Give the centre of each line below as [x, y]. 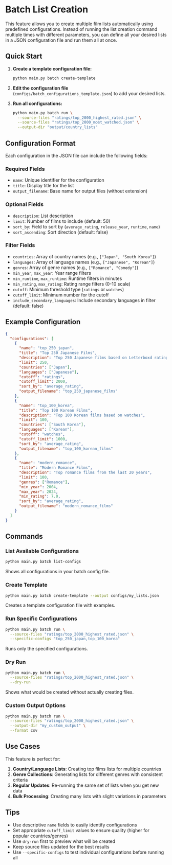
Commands [24, 536]
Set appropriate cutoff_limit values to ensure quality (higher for [81, 830]
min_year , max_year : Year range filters [52, 273]
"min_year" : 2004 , [38, 487]
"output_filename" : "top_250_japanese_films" [68, 391]
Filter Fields [20, 245]
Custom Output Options [35, 705]
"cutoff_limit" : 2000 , [43, 382]
